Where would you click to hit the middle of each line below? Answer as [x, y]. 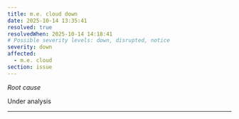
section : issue [30, 67]
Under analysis [30, 101]
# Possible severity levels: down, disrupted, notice [89, 41]
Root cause [24, 87]
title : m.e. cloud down [43, 14]
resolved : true [30, 27]
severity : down [30, 47]
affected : [22, 54]
